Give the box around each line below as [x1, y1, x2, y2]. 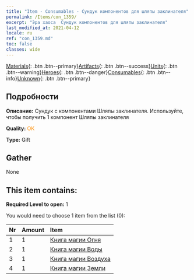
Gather [6, 153, 32, 163]
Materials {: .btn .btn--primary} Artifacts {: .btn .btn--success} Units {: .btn [6, 62, 178, 69]
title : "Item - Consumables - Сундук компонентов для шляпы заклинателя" [6, 8, 189, 15]
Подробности [6, 92, 59, 102]
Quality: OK [6, 125, 35, 132]
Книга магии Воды [50, 246, 103, 254]
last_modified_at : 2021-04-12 [6, 24, 80, 31]
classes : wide [6, 47, 41, 52]
